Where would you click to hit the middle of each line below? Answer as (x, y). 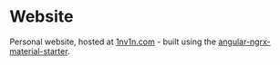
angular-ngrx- (244, 42)
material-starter (39, 51)
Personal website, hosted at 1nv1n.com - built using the (113, 42)
